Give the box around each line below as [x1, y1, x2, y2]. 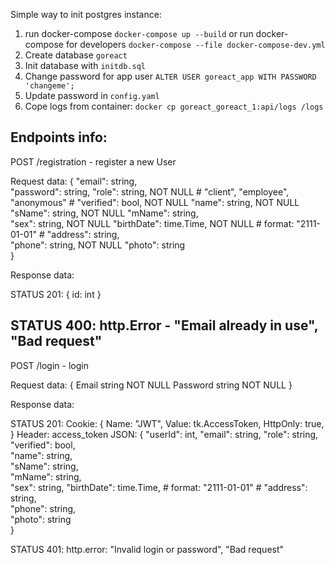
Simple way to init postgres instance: [10, 9, 162, 20]
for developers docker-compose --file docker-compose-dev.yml [65, 39, 326, 50]
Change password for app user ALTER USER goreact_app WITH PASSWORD [24, 70, 317, 82]
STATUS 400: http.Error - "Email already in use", [10, 317, 319, 334]
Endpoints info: [10, 129, 108, 146]
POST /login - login [10, 359, 89, 371]
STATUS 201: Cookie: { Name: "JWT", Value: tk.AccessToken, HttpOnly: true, [10, 417, 325, 429]
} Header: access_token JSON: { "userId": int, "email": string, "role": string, [10, 428, 319, 440]
